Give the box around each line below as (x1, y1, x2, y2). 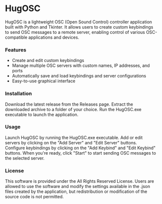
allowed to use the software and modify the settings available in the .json (5, 184, 150, 189)
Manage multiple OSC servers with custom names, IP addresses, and (12, 63, 150, 68)
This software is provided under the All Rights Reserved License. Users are (5, 178, 154, 184)
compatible (5, 34, 28, 40)
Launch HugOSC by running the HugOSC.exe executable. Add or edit (5, 134, 143, 141)
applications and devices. (28, 34, 79, 40)
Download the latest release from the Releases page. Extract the (5, 101, 133, 107)
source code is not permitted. (5, 194, 64, 200)
